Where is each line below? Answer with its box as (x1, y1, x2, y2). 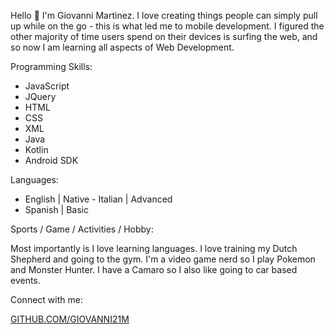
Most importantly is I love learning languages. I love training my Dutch (10, 243, 298, 254)
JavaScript (24, 80, 70, 92)
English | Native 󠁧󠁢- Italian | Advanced (24, 193, 173, 205)
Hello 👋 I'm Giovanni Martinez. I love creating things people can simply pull (10, 10, 318, 21)
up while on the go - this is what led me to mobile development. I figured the (10, 20, 325, 32)
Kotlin (24, 144, 49, 155)
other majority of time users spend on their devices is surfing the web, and (10, 31, 318, 42)
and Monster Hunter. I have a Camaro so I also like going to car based (10, 264, 298, 275)
